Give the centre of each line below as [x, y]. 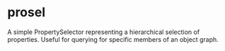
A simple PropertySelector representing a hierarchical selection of [104, 32]
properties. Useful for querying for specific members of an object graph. [113, 39]
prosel [27, 12]
